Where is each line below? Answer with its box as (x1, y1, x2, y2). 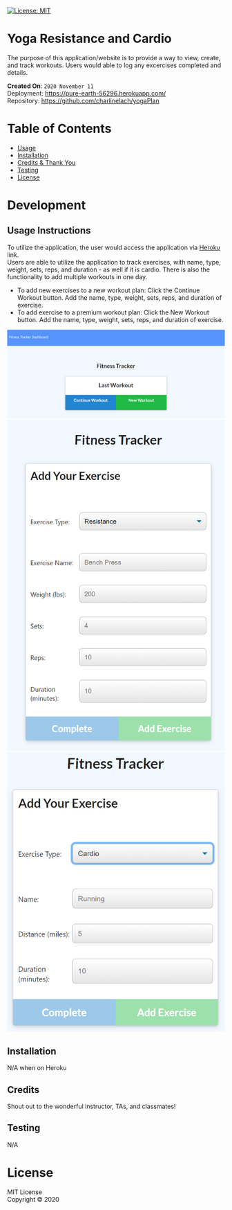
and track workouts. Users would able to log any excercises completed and (7, 61, 222, 69)
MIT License (7, 1188, 43, 1196)
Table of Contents (7, 121, 112, 136)
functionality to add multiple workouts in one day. (7, 272, 148, 281)
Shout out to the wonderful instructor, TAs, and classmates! (7, 1102, 176, 1110)
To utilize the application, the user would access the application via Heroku (7, 243, 221, 251)
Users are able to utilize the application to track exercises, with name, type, (7, 258, 221, 266)
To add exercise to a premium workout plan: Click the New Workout (17, 308, 209, 317)
